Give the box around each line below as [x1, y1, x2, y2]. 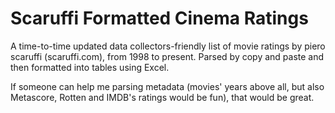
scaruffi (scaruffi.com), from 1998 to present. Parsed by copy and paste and [10, 50, 325, 62]
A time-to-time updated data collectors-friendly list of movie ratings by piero [10, 40, 326, 52]
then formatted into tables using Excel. [10, 61, 170, 73]
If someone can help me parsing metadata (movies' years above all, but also [10, 80, 325, 92]
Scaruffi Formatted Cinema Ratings [10, 7, 309, 30]
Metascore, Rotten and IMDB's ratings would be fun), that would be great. [10, 91, 315, 103]
